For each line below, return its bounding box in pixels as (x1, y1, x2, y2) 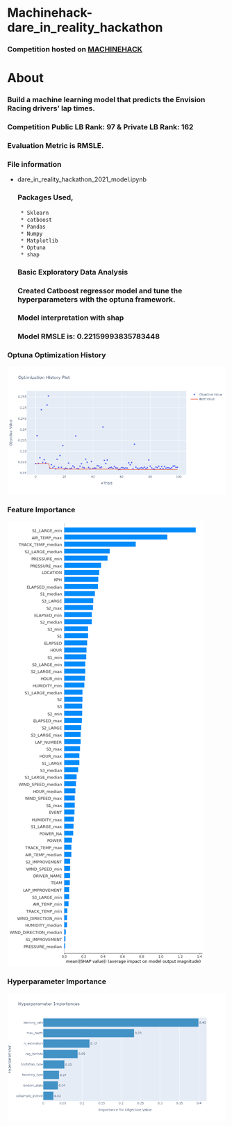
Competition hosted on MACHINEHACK (7, 44, 143, 54)
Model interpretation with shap (17, 313, 124, 323)
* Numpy (20, 230, 43, 237)
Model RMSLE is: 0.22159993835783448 (17, 332, 160, 341)
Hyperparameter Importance (7, 977, 106, 986)
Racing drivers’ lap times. (7, 104, 95, 113)
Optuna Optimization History (7, 350, 106, 360)
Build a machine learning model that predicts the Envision (7, 95, 206, 105)
